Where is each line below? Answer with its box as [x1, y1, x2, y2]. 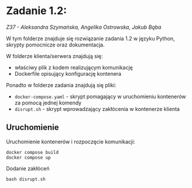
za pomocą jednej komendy [14, 99, 82, 106]
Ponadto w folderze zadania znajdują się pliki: [6, 81, 116, 89]
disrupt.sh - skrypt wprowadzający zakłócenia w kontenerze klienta [14, 105, 180, 112]
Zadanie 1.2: [6, 4, 67, 18]
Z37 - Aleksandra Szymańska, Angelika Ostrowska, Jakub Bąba [6, 23, 162, 31]
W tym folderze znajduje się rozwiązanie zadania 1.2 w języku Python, [6, 35, 175, 42]
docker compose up [6, 155, 51, 160]
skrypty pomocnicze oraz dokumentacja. [6, 41, 105, 48]
